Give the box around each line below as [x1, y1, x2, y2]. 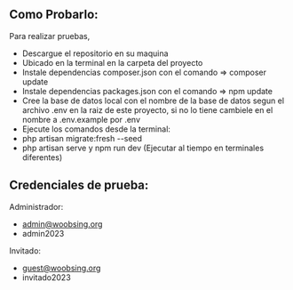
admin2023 [21, 228, 65, 238]
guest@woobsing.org [21, 262, 101, 273]
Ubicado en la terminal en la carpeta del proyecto [21, 57, 203, 68]
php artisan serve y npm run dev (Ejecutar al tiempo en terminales [21, 142, 265, 153]
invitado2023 [21, 271, 71, 283]
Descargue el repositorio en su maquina [21, 48, 169, 59]
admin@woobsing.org [21, 218, 103, 230]
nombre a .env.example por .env [21, 114, 140, 125]
